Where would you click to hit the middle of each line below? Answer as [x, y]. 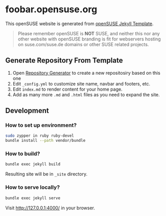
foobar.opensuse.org [51, 9]
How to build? [23, 154]
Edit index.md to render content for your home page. [67, 89]
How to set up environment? [41, 125]
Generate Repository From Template [64, 61]
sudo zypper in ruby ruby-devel [40, 136]
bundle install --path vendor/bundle [45, 141]
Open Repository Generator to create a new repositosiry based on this [87, 73]
